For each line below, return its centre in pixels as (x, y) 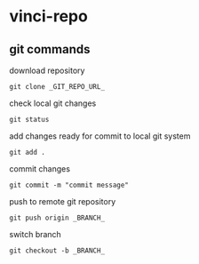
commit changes (40, 169)
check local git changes (53, 103)
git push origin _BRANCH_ (57, 218)
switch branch (36, 234)
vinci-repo (49, 16)
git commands (50, 49)
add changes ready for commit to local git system (100, 136)
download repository (47, 70)
